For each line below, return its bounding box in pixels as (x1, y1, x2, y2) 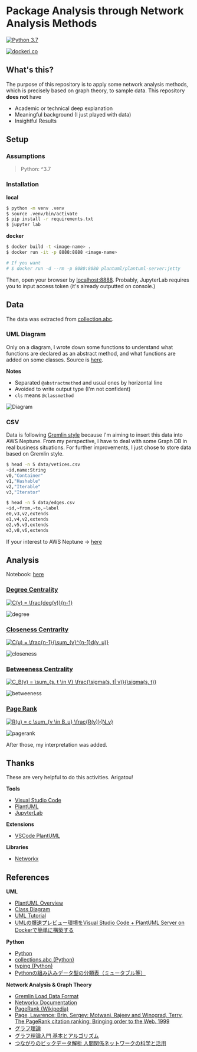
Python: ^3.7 (20, 166, 51, 173)
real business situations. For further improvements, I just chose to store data (6, 444, 192, 451)
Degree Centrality (6, 586, 58, 594)
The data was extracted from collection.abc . (6, 315, 114, 322)
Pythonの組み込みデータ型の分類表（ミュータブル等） (14, 969, 146, 977)
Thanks (6, 759, 35, 769)
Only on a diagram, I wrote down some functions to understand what (6, 343, 173, 350)
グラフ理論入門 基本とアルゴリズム (14, 1032, 99, 1040)
